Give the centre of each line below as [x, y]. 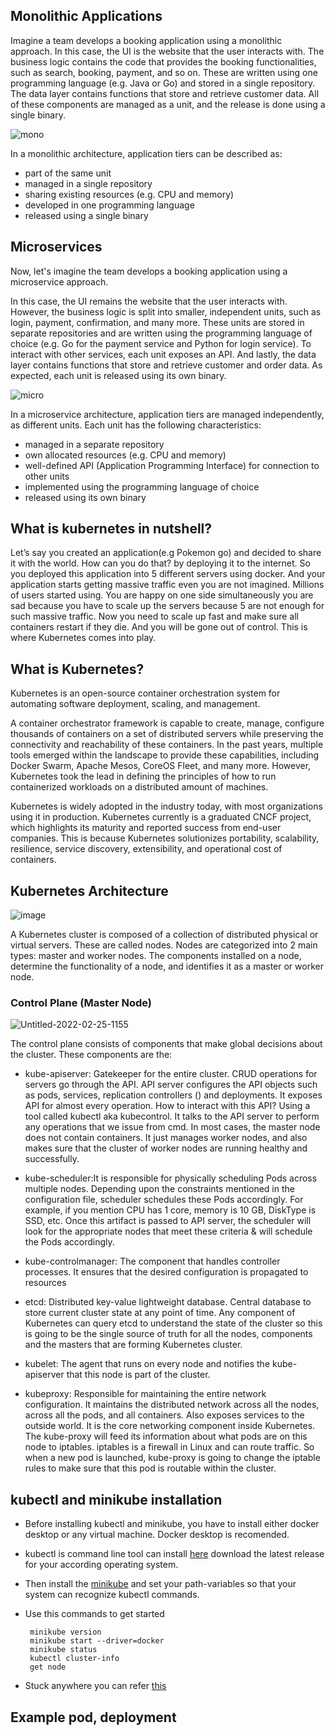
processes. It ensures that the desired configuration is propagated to [166, 1272]
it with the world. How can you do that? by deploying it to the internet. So [160, 563]
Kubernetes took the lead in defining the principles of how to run [143, 776]
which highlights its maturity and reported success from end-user [146, 828]
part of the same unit [68, 173]
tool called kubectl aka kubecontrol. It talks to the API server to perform [172, 1116]
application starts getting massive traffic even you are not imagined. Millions [167, 585]
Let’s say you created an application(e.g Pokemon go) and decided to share [166, 553]
